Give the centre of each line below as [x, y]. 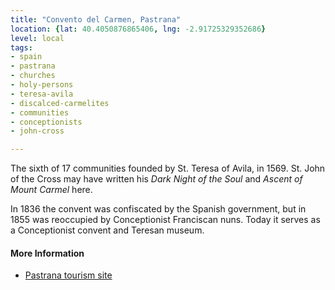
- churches [33, 76]
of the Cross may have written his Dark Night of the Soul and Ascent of [156, 179]
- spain [26, 57]
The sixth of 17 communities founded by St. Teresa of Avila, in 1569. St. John [168, 168]
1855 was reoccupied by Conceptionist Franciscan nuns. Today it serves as [165, 220]
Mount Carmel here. [51, 190]
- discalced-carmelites [60, 103]
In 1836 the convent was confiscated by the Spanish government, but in [158, 209]
